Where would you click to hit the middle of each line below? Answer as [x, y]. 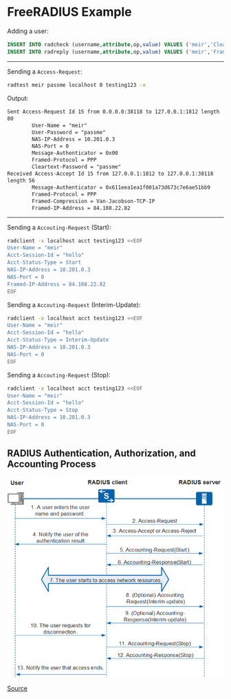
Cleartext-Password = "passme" [77, 167]
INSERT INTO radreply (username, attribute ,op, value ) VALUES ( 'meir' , [109, 52]
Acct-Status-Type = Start [44, 262]
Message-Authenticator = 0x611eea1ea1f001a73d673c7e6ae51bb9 [121, 187]
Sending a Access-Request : [45, 71]
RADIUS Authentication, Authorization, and [101, 453]
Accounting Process [52, 465]
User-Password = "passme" [69, 132]
